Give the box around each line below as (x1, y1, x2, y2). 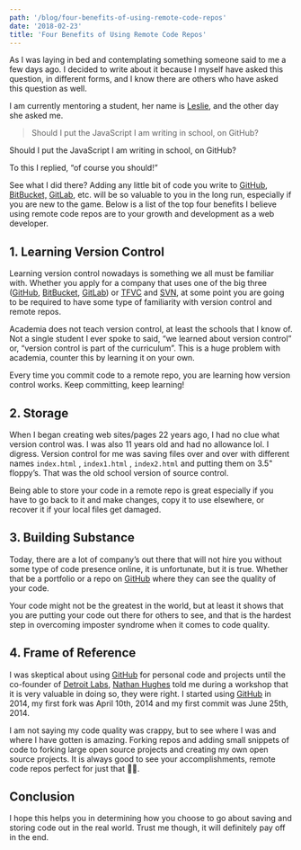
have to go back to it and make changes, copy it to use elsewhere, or (9, 495, 265, 505)
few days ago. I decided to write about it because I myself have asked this (9, 64, 284, 75)
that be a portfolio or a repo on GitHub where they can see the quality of (9, 573, 277, 584)
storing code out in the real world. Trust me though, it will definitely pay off (9, 822, 286, 833)
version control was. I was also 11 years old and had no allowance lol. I (9, 439, 270, 450)
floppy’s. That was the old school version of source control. (9, 468, 229, 478)
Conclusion (9, 789, 75, 805)
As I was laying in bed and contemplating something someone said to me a (9, 55, 287, 66)
